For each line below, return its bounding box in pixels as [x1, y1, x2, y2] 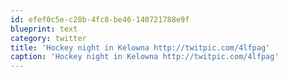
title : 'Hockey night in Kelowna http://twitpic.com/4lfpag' [10, 42, 271, 53]
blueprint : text [10, 24, 78, 34]
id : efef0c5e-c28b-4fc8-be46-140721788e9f [10, 14, 190, 25]
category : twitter [10, 33, 87, 43]
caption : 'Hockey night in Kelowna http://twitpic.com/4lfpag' [10, 52, 280, 62]
